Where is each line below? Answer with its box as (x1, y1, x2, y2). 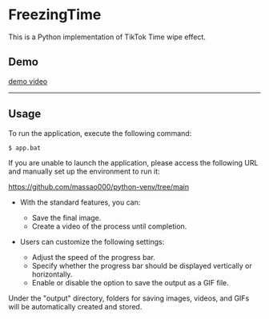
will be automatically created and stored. (8, 301, 143, 311)
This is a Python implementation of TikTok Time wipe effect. (8, 32, 207, 42)
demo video (8, 76, 48, 86)
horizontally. (31, 269, 73, 279)
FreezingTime (8, 6, 102, 24)
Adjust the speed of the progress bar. (31, 252, 156, 261)
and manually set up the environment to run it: (8, 166, 160, 176)
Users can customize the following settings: (19, 237, 165, 246)
